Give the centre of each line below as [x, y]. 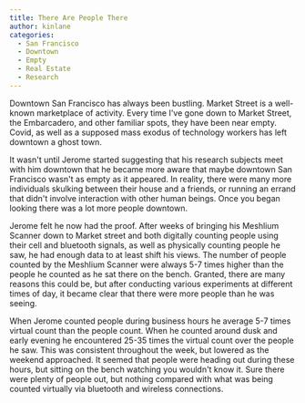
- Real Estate [44, 69]
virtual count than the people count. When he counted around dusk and [143, 330]
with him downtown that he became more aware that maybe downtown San [151, 169]
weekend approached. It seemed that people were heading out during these [152, 359]
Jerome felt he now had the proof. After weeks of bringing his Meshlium [144, 225]
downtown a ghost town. [56, 141]
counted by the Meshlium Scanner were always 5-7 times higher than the [147, 264]
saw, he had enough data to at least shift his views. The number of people [148, 254]
